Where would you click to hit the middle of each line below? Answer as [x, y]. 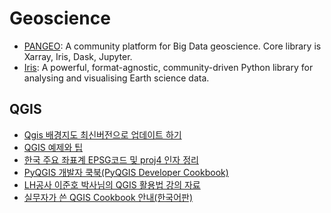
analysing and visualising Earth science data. [116, 78]
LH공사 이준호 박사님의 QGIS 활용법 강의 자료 [112, 184]
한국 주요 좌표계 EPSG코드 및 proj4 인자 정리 [111, 159]
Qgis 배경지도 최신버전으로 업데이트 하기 [102, 134]
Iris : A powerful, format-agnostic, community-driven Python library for [168, 67]
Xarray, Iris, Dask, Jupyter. [78, 56]
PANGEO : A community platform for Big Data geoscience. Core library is [172, 46]
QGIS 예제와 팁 [53, 147]
